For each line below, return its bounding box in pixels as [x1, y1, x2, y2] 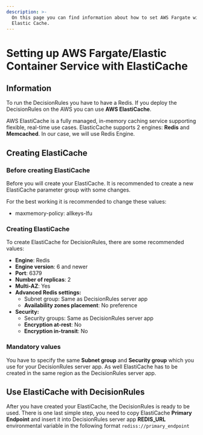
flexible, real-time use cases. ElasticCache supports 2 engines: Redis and [6, 124, 190, 131]
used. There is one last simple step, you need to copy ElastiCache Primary [6, 410, 192, 417]
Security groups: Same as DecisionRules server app [24, 314, 154, 322]
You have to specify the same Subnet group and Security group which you [6, 356, 195, 364]
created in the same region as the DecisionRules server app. [6, 369, 156, 376]
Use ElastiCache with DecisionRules [6, 387, 145, 397]
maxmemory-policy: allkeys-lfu [14, 210, 92, 217]
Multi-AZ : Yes [14, 282, 51, 290]
